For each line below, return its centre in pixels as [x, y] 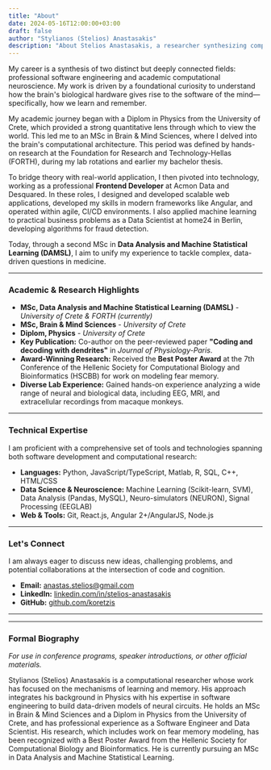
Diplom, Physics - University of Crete [83, 333]
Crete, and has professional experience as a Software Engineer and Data [129, 723]
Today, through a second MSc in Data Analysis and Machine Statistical [128, 245]
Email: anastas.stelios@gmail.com [77, 585]
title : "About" [34, 16]
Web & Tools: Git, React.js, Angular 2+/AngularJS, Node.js [117, 515]
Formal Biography [44, 638]
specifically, [28, 103]
